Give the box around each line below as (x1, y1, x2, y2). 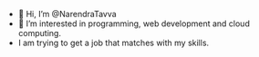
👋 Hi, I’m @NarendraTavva (17, 9, 117, 19)
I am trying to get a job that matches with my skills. (17, 37, 210, 48)
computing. (17, 28, 62, 38)
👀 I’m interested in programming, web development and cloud (17, 18, 251, 29)
